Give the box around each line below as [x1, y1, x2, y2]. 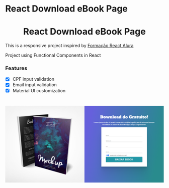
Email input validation [12, 82, 57, 88]
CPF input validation [12, 76, 54, 82]
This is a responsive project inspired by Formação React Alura [5, 43, 134, 49]
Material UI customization [12, 87, 66, 93]
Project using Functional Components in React [5, 52, 101, 58]
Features [5, 65, 28, 72]
